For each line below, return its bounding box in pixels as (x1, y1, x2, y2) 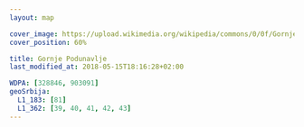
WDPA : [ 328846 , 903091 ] (9, 78, 100, 88)
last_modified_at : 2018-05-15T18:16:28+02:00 (9, 62, 184, 72)
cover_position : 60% (9, 38, 88, 47)
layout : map (9, 13, 54, 23)
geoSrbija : (9, 87, 51, 96)
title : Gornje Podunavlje (9, 54, 107, 63)
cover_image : (9, 29, 59, 39)
